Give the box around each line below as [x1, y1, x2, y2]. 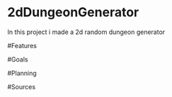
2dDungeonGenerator [7, 4, 139, 21]
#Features [7, 41, 38, 50]
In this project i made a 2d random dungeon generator [7, 28, 166, 36]
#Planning [7, 69, 37, 77]
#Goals [7, 55, 28, 64]
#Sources [7, 82, 36, 91]
